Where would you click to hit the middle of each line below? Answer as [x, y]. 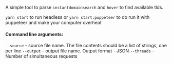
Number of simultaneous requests [41, 56]
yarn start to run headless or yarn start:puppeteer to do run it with [78, 17]
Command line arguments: [34, 34]
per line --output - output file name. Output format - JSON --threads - [80, 51]
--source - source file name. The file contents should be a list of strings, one [86, 46]
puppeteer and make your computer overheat [53, 23]
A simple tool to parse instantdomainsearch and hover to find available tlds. [84, 7]
